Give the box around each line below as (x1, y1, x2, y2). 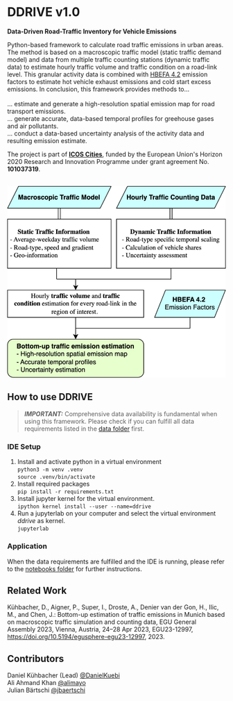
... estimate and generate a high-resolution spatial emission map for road (7, 99, 215, 108)
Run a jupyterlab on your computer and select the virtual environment (17, 509, 216, 518)
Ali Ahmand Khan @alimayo (7, 679, 87, 687)
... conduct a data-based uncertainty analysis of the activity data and (7, 129, 205, 138)
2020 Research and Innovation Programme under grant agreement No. (7, 157, 209, 165)
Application (7, 541, 47, 551)
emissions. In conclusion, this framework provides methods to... (7, 85, 190, 93)
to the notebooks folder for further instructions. (7, 564, 142, 573)
